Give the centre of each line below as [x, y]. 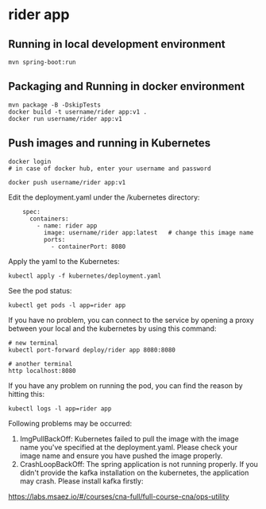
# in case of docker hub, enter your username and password [110, 169]
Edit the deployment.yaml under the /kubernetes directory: [104, 197]
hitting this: [27, 394]
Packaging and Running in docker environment [126, 86]
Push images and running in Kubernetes [110, 144]
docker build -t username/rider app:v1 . [78, 112]
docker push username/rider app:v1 [67, 182]
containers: [49, 219]
